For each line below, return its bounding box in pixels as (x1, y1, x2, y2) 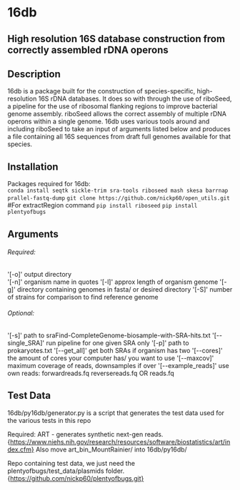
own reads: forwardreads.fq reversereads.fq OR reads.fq (7, 369, 175, 377)
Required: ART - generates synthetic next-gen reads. (7, 429, 164, 439)
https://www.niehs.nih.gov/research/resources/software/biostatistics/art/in (9, 437, 231, 446)
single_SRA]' (7, 339, 45, 347)
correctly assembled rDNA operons (7, 44, 169, 56)
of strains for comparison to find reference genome (7, 292, 159, 301)
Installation (7, 160, 59, 173)
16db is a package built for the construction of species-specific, (7, 87, 196, 96)
